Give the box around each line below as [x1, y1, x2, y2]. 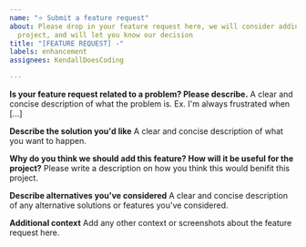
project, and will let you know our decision [17, 30, 194, 39]
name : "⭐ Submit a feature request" [9, 13, 149, 23]
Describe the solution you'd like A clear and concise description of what [9, 126, 284, 137]
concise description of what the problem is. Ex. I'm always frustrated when [9, 98, 291, 109]
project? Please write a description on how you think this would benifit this [9, 163, 290, 173]
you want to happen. [9, 136, 87, 146]
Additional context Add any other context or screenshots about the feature [9, 218, 292, 228]
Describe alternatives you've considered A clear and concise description [9, 190, 289, 201]
